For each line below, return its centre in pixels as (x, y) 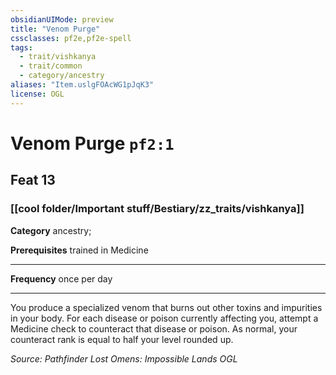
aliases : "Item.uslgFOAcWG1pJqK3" (82, 85)
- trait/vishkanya (58, 57)
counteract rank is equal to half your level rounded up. (122, 339)
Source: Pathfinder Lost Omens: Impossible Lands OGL (124, 358)
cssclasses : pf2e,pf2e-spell (71, 38)
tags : (21, 47)
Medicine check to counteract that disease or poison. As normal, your (154, 328)
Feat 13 (33, 180)
